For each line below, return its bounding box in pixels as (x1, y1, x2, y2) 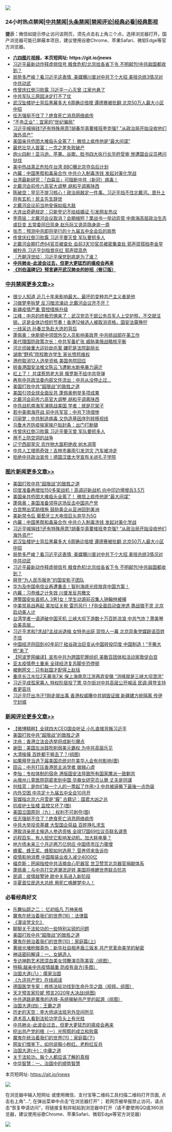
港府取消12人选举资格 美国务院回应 (12, 357, 86, 364)
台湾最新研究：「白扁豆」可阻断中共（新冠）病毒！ (12, 177, 119, 183)
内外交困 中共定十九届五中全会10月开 (12, 790, 91, 796)
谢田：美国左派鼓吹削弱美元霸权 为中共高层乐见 (12, 745, 113, 751)
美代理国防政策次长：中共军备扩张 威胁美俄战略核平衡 (12, 338, 126, 344)
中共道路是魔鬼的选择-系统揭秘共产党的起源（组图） (12, 996, 123, 1003)
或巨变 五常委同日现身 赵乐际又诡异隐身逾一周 (12, 221, 110, 228)
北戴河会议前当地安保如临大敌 (12, 202, 76, 209)
